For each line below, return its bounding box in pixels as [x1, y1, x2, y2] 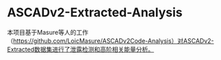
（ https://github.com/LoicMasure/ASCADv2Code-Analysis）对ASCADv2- [7, 36, 214, 45]
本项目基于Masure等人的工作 [7, 28, 89, 36]
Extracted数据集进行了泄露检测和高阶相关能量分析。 [7, 45, 155, 53]
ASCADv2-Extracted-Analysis [7, 5, 183, 20]
